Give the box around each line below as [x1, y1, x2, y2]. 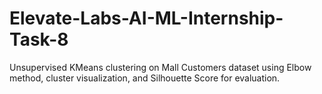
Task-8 [9, 28, 69, 51]
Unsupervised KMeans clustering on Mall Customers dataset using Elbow [9, 61, 312, 73]
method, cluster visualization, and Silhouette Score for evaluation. [9, 72, 281, 84]
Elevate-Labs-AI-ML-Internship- [9, 7, 284, 30]
